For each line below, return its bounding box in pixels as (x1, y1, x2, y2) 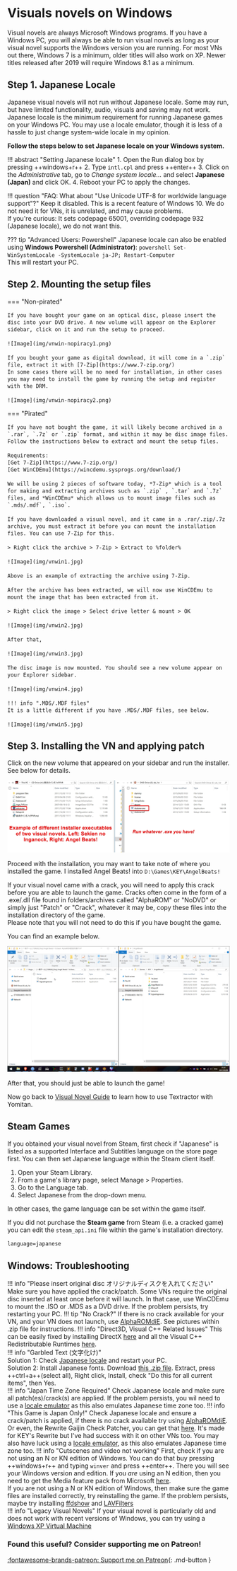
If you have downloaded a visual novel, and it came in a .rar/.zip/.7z (7, 515, 226, 523)
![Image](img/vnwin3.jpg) (7, 650, 83, 657)
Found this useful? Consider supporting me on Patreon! (7, 1539, 202, 1549)
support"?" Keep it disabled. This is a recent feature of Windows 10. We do (7, 199, 224, 207)
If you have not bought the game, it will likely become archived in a (7, 423, 222, 431)
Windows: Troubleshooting (7, 1260, 130, 1272)
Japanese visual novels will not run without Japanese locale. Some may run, (7, 98, 229, 106)
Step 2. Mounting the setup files (7, 278, 152, 291)
